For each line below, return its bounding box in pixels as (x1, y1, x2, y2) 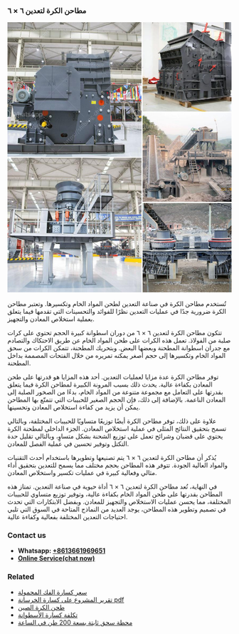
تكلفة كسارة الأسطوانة (17, 610, 78, 619)
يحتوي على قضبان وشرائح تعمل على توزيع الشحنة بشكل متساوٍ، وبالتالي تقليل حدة (7, 431, 223, 440)
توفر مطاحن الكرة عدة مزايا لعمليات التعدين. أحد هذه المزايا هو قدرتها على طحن (7, 372, 219, 381)
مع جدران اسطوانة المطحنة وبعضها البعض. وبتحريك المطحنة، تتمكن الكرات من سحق (7, 343, 230, 352)
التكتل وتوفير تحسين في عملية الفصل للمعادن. (7, 439, 129, 448)
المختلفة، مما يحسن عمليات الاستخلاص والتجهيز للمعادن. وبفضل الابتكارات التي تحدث (7, 497, 231, 506)
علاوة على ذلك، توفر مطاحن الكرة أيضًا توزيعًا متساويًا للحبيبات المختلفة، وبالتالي (7, 416, 217, 425)
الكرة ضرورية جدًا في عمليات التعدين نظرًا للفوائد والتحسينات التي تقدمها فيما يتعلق (7, 307, 226, 315)
